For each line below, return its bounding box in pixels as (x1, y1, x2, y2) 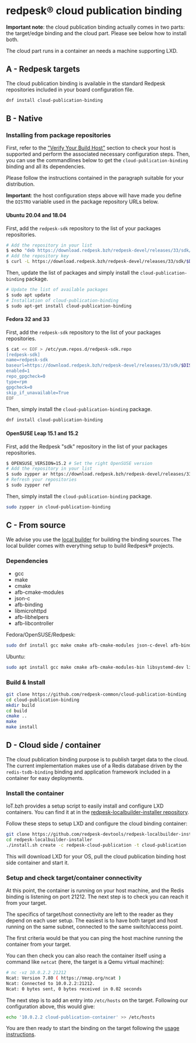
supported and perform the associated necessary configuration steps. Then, (6, 151, 190, 158)
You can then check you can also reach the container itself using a (6, 952, 166, 959)
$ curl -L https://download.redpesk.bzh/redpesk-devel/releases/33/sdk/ (6, 259, 187, 265)
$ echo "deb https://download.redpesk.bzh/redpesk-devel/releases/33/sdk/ (6, 248, 192, 254)
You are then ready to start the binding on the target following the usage (6, 1025, 180, 1032)
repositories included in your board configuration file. (6, 86, 134, 93)
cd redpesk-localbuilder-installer (6, 837, 93, 843)
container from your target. (6, 941, 71, 948)
